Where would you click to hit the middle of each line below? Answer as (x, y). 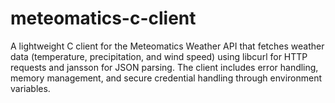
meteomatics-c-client (103, 18)
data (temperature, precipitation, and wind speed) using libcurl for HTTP (159, 56)
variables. (30, 88)
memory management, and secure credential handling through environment (166, 78)
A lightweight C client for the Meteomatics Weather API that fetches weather (167, 46)
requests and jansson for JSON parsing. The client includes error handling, (164, 67)
